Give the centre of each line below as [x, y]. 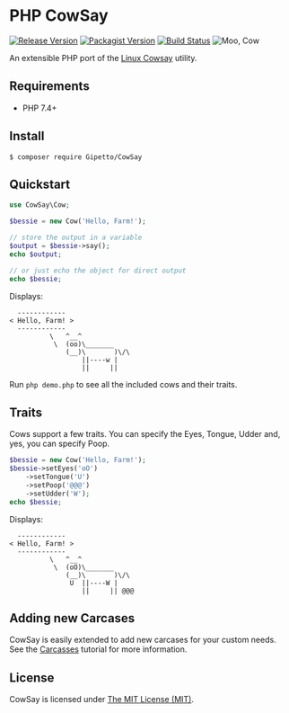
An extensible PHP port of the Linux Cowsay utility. [103, 58]
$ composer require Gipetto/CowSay [76, 157]
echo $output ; [36, 254]
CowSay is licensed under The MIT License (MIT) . [102, 700]
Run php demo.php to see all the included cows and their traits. [123, 384]
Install [27, 136]
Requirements [49, 86]
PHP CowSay [59, 16]
